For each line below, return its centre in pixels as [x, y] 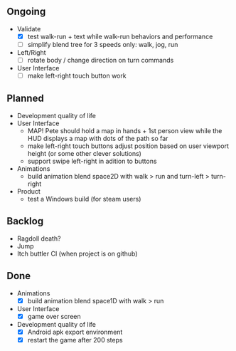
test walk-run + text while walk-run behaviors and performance [120, 36]
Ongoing [26, 12]
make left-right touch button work [77, 75]
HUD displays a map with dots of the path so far [98, 138]
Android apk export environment [75, 332]
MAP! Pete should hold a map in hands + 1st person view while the [125, 130]
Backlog [25, 221]
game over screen [54, 316]
